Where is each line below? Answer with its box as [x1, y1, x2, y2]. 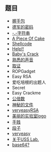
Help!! [12, 46, 24, 51]
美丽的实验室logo [12, 113, 47, 118]
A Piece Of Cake [12, 35, 45, 41]
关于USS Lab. [12, 136, 39, 142]
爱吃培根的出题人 [12, 79, 46, 85]
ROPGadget [12, 68, 36, 74]
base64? [12, 142, 30, 148]
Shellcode [12, 40, 32, 47]
